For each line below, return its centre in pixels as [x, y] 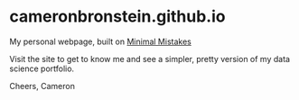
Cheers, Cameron [42, 86]
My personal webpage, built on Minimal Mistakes [100, 41]
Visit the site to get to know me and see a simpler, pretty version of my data [150, 59]
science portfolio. [42, 68]
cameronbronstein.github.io [117, 17]
